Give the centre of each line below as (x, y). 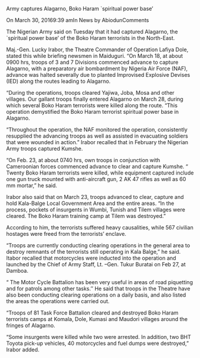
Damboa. (17, 271)
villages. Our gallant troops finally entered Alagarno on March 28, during (95, 99)
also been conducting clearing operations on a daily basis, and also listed (96, 295)
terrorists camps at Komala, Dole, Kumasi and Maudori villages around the (97, 319)
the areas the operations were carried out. (58, 301)
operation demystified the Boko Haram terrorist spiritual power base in (93, 112)
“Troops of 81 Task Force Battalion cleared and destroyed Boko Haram (92, 313)
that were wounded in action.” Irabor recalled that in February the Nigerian (97, 142)
